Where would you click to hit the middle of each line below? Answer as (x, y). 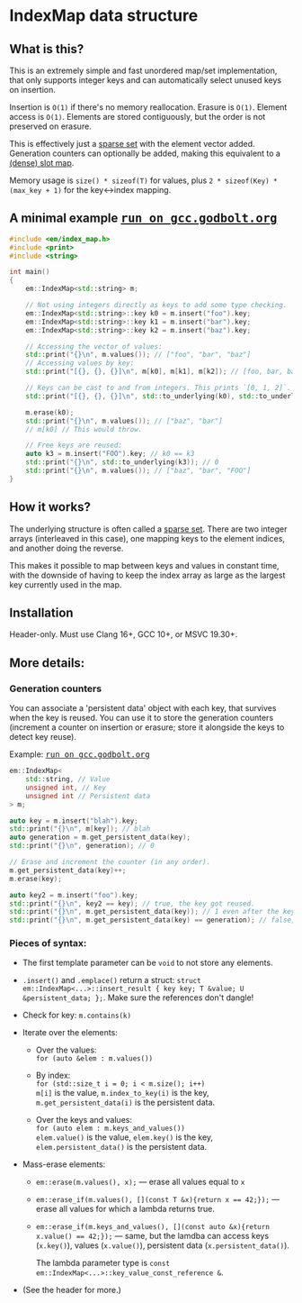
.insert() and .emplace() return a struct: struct (111, 980)
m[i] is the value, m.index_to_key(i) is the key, (122, 1093)
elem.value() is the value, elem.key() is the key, (124, 1137)
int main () (30, 272)
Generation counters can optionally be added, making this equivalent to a (145, 153)
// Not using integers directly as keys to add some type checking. (156, 305)
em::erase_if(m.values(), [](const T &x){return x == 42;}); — (158, 1199)
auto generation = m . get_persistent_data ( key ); (100, 838)
